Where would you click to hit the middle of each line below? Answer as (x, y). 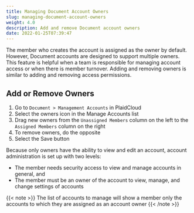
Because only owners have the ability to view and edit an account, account (96, 150)
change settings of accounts (49, 186)
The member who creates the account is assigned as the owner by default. (97, 50)
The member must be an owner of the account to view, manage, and (97, 180)
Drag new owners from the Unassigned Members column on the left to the (101, 120)
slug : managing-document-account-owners (56, 17)
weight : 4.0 (21, 22)
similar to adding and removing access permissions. (69, 75)
